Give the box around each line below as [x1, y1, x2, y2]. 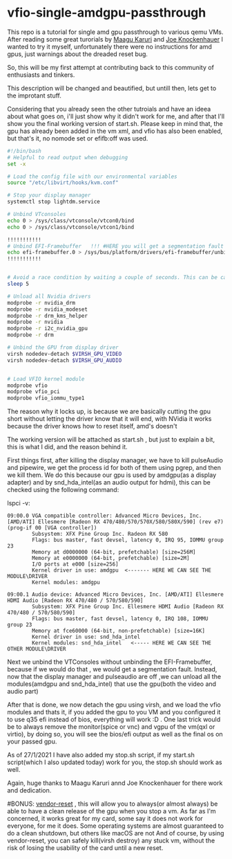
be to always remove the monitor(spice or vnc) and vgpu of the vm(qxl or [7, 723, 215, 731]
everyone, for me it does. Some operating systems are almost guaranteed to [7, 822, 224, 830]
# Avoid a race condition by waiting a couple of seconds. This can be [7, 274, 217, 281]
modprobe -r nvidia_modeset [7, 306, 88, 313]
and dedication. [7, 786, 52, 795]
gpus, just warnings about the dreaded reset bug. [7, 50, 148, 58]
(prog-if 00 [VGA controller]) [7, 525, 97, 532]
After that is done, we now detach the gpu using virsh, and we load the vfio [7, 700, 221, 709]
